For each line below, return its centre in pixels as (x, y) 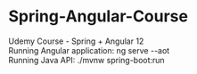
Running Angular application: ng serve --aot (89, 50)
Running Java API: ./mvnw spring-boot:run (87, 60)
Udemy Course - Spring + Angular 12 (76, 41)
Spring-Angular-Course (98, 16)
